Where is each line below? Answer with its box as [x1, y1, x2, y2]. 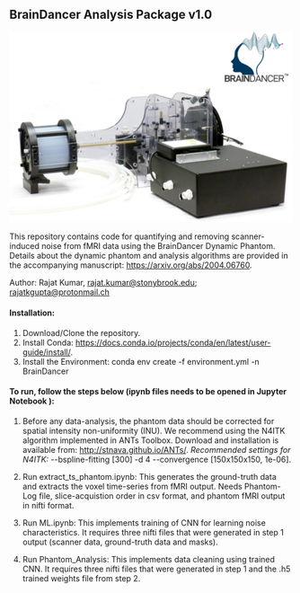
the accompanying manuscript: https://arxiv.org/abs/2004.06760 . [9, 260, 253, 270]
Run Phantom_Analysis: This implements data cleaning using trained [22, 553, 276, 564]
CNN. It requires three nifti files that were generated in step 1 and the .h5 [22, 563, 291, 574]
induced [9, 241, 40, 252]
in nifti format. [22, 500, 75, 510]
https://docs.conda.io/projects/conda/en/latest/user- [75, 337, 271, 348]
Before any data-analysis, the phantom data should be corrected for [22, 415, 275, 426]
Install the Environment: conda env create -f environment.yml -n [22, 356, 260, 367]
